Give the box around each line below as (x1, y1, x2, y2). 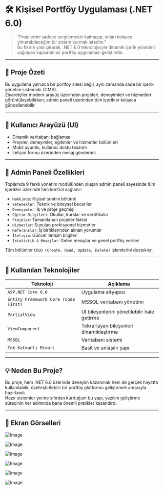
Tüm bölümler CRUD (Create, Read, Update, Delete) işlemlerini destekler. (5, 247, 153, 253)
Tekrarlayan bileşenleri (81, 322, 134, 329)
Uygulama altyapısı (81, 289, 125, 295)
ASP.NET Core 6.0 (7, 290, 48, 295)
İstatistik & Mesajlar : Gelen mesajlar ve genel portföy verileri (12, 238, 140, 244)
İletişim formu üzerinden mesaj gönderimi (12, 149, 96, 155)
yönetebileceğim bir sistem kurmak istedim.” (17, 39, 106, 45)
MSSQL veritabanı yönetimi (81, 298, 144, 305)
